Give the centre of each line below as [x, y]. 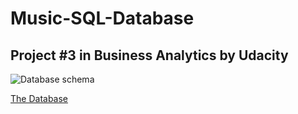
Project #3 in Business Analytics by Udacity [149, 55]
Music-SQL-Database [102, 18]
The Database [39, 98]
